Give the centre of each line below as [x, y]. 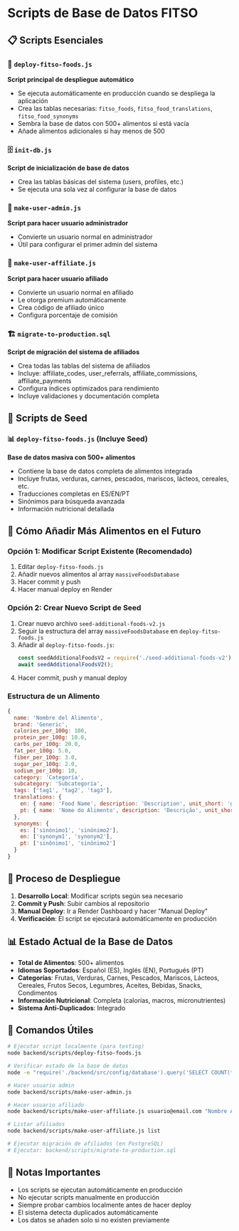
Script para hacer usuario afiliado [58, 278]
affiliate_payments [44, 381]
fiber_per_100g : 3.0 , [46, 757]
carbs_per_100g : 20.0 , [47, 745]
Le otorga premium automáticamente [72, 299]
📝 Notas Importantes [54, 1172]
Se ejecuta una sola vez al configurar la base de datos [97, 189]
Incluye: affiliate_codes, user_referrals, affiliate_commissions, [107, 373]
